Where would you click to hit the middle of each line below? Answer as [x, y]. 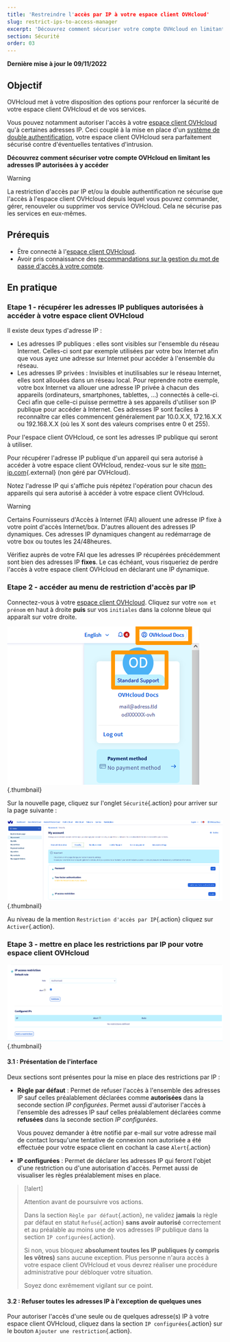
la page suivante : [32, 810]
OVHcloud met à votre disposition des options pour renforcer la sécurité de [113, 102]
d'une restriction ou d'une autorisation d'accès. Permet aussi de [107, 1168]
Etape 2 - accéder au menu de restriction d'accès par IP [102, 587]
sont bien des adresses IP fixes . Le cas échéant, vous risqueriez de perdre [113, 562]
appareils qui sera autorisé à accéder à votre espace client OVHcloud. [106, 493]
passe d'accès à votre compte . [61, 266]
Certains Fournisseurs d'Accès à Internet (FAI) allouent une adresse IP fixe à [114, 520]
